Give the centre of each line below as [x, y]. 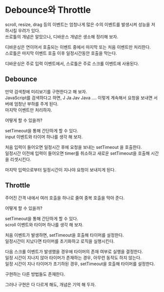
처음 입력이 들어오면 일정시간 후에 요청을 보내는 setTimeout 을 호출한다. [74, 147]
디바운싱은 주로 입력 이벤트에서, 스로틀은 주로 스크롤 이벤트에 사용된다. [72, 63]
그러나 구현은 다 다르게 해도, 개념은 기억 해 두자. [51, 284]
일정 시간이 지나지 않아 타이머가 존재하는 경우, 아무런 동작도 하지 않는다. [73, 257]
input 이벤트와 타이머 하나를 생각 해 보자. [44, 137]
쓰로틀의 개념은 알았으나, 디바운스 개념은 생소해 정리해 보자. [62, 37]
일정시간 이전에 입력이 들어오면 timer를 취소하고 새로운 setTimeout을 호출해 [77, 153]
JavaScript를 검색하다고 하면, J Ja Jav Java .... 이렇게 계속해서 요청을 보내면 [79, 98]
